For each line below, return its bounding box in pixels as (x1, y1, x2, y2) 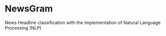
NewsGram (5, 3, 53, 14)
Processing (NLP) (5, 24, 42, 30)
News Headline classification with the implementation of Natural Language (5, 19, 161, 25)
